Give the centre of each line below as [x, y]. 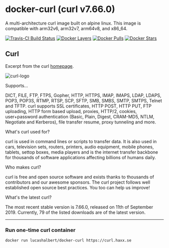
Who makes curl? [23, 167]
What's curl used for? [28, 132]
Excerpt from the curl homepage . [39, 66]
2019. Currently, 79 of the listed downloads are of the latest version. [75, 212]
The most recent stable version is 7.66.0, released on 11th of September [79, 207]
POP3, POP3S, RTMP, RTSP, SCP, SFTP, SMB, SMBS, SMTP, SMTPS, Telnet [84, 100]
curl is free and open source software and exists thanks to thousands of [80, 177]
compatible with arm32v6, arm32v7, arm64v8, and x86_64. [66, 28]
